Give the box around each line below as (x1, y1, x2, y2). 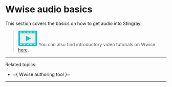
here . (17, 47, 29, 53)
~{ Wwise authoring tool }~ (12, 71, 70, 77)
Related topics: (5, 61, 37, 67)
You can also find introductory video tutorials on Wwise (38, 41, 156, 47)
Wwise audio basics (5, 4, 93, 15)
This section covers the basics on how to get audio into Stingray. (5, 20, 142, 26)
